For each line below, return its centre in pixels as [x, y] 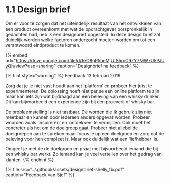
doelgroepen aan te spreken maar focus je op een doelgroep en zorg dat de [85, 133]
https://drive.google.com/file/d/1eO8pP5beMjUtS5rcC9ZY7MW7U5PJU [90, 60]
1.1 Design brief [38, 9]
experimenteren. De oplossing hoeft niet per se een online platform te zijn [82, 91]
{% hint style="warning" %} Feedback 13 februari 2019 [63, 75]
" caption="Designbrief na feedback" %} [96, 66]
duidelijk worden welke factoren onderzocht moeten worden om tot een [80, 40]
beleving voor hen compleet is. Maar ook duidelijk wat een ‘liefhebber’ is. [82, 139]
